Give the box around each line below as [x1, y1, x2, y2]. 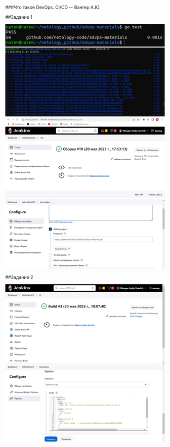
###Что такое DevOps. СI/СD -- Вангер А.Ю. [5, 5, 101, 10]
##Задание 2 [5, 274, 33, 280]
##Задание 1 [5, 14, 32, 20]
